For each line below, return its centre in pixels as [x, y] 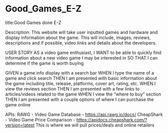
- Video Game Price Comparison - [40, 119]
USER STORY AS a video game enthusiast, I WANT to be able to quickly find [83, 52]
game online [18, 104]
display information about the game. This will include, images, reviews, [78, 37]
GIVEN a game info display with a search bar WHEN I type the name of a [79, 72]
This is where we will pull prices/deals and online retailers [95, 125]
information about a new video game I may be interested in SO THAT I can [81, 57]
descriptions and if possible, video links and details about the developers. [81, 42]
